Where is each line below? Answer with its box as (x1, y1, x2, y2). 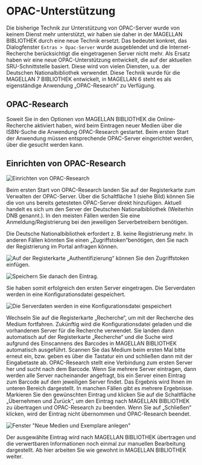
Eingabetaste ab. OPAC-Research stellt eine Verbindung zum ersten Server (6, 359, 193, 366)
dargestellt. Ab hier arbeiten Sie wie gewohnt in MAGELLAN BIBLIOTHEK (6, 446, 187, 454)
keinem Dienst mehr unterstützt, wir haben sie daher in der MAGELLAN (6, 30, 183, 37)
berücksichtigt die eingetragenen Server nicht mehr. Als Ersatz (34, 49, 191, 57)
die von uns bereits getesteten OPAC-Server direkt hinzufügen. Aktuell (6, 199, 182, 206)
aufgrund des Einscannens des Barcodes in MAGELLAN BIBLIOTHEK (6, 340, 177, 347)
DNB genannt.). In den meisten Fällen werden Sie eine (6, 212, 140, 219)
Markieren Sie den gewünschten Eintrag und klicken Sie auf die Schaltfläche (6, 391, 196, 398)
